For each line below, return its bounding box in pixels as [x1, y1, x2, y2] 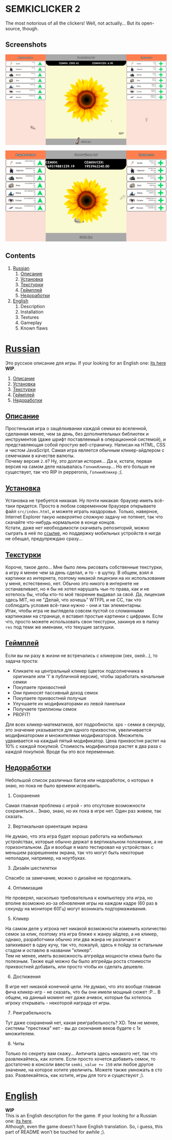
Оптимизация [12, 885, 42, 891]
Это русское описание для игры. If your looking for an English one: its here [5, 360, 166, 366]
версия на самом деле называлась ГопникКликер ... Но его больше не [5, 463, 155, 470]
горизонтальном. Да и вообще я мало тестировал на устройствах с [5, 844, 154, 850]
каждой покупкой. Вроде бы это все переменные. [5, 748, 115, 755]
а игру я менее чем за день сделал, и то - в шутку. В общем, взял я [5, 569, 153, 576]
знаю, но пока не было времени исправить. [5, 782, 101, 788]
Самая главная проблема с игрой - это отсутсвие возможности [5, 802, 146, 808]
